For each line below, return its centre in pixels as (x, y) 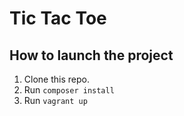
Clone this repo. (56, 79)
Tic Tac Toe (58, 18)
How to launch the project (91, 55)
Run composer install (69, 90)
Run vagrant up (55, 100)
